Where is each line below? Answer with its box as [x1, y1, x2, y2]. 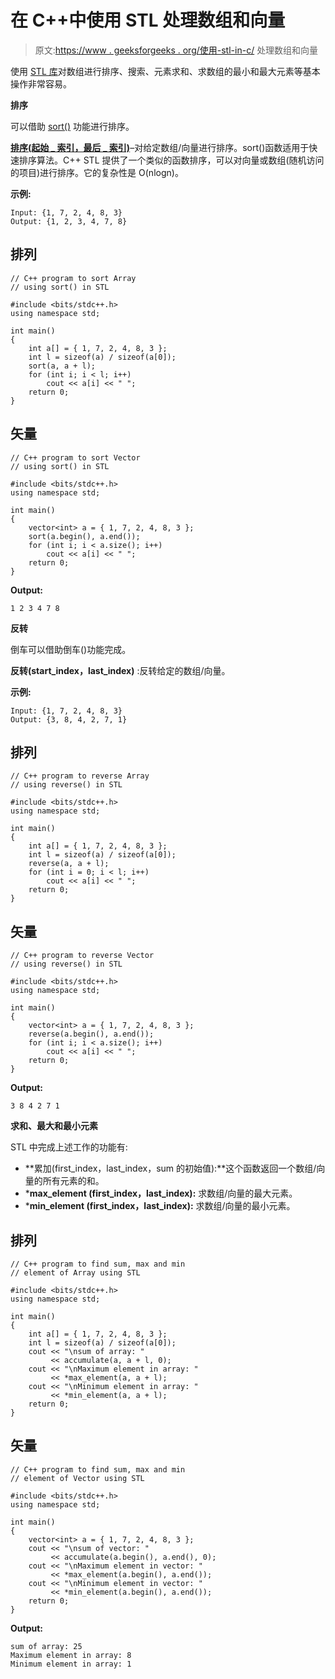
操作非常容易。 [10, 77, 72, 90]
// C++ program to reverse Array [10, 771, 150, 781]
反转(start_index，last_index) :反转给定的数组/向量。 [10, 664, 231, 676]
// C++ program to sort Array [10, 273, 137, 283]
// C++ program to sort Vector [10, 452, 141, 463]
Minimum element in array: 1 [10, 1659, 132, 1669]
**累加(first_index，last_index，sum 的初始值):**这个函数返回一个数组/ [24, 1162, 317, 1175]
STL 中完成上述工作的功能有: [10, 1141, 128, 1153]
